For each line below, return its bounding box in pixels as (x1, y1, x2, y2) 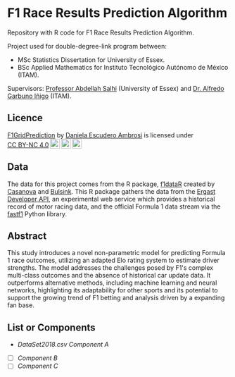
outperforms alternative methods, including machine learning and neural (7, 278, 217, 287)
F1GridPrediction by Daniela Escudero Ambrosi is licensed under (7, 130, 193, 139)
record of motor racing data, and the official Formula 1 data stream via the (7, 202, 221, 211)
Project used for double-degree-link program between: (7, 42, 167, 50)
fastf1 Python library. (7, 209, 68, 218)
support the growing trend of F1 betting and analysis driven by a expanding (7, 294, 225, 302)
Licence (7, 112, 44, 124)
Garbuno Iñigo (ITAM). (7, 92, 72, 100)
